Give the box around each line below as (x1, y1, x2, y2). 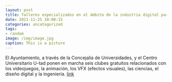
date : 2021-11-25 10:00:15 (5, 17, 63, 22)
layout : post (5, 7, 33, 13)
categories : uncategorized (5, 21, 63, 27)
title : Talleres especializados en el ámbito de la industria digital (5, 12, 159, 17)
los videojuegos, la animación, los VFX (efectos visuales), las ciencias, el (5, 65, 159, 71)
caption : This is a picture (5, 41, 66, 46)
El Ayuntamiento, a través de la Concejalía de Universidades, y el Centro (5, 54, 158, 61)
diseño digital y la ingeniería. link (5, 71, 74, 77)
